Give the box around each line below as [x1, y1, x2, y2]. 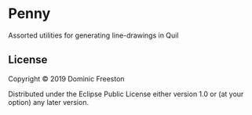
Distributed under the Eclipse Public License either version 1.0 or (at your [8, 89, 244, 99]
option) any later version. [8, 97, 89, 106]
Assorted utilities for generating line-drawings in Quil [8, 31, 179, 40]
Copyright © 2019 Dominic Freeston [8, 74, 125, 83]
